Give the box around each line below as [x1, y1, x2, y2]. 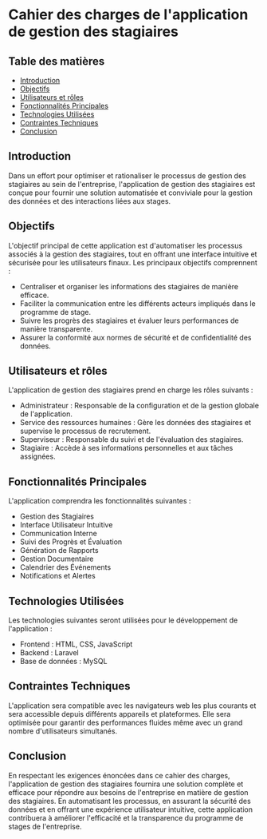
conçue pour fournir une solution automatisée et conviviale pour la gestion [8, 188, 253, 197]
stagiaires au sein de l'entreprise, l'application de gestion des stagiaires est [8, 179, 256, 189]
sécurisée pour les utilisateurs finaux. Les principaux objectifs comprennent [8, 257, 257, 267]
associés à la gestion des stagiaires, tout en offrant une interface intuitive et [8, 249, 257, 259]
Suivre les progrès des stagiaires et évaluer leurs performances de [19, 316, 239, 325]
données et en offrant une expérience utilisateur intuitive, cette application [8, 805, 253, 814]
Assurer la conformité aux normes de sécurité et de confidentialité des [19, 332, 252, 342]
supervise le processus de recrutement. [19, 426, 151, 436]
